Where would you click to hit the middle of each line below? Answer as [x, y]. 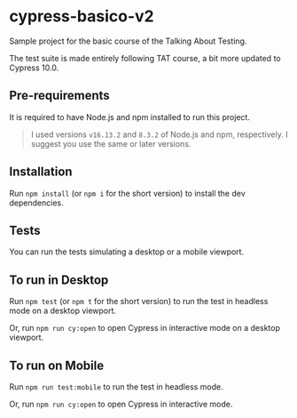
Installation [41, 172]
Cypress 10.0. [34, 68]
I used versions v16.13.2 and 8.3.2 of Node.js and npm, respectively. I [159, 134]
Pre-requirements [60, 96]
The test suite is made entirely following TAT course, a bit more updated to [145, 58]
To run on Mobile [57, 365]
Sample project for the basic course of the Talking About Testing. [128, 41]
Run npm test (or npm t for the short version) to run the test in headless [139, 301]
